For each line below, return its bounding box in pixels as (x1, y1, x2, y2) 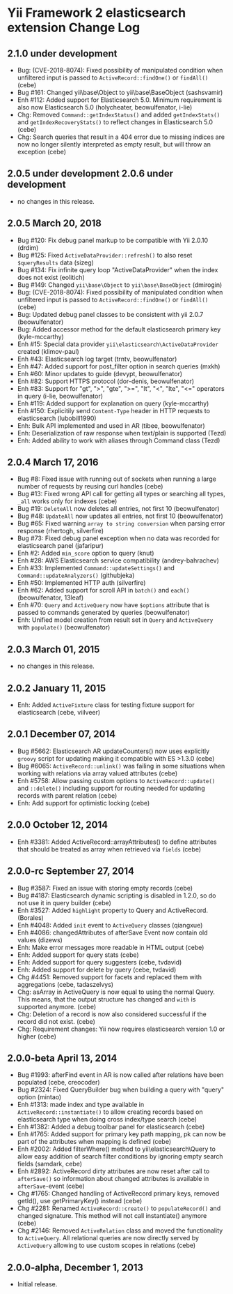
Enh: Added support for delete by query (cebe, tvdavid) (17, 965, 177, 974)
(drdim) (17, 243, 39, 252)
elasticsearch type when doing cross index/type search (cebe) (17, 1115, 197, 1124)
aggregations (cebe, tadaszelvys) (17, 980, 113, 988)
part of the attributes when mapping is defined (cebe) (17, 1138, 172, 1146)
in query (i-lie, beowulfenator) (17, 392, 103, 400)
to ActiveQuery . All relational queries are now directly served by (17, 1234, 200, 1242)
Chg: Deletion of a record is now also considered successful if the (17, 1010, 207, 1018)
